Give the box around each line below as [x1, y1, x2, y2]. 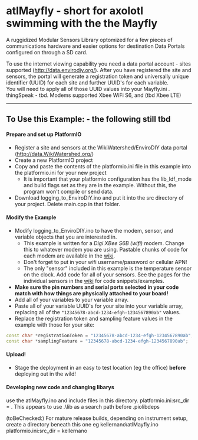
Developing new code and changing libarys [6, 384, 115, 391]
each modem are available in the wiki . [23, 252, 115, 259]
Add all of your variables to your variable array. [14, 296, 129, 303]
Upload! [6, 351, 27, 358]
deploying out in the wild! [14, 370, 77, 377]
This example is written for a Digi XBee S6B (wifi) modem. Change [23, 239, 184, 246]
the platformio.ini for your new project [14, 169, 107, 176]
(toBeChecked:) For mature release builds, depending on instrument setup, [6, 415, 188, 422]
